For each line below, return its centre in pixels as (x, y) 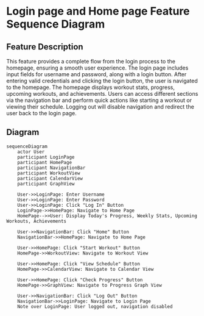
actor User (31, 152)
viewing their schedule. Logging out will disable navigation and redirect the (100, 107)
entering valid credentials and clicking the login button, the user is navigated (102, 81)
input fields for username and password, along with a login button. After (97, 74)
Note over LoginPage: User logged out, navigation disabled (95, 306)
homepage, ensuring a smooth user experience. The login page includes (97, 68)
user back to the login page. (42, 113)
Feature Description (45, 47)
